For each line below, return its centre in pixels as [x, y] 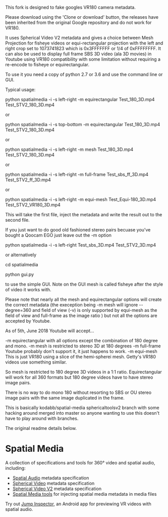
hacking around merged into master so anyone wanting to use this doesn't [82, 413]
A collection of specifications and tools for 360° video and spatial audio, [80, 462]
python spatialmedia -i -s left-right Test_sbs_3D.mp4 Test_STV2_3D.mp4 [81, 245]
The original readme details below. [41, 428]
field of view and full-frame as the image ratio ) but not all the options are [81, 315]
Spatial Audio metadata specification [51, 478]
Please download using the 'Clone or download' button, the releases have [82, 17]
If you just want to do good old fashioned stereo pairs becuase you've [78, 230]
